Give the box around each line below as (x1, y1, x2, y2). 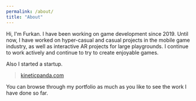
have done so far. (6, 89, 48, 96)
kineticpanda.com (20, 72, 65, 79)
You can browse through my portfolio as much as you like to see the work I (6, 83, 187, 90)
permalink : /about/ (6, 8, 54, 15)
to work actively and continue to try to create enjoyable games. (6, 49, 159, 56)
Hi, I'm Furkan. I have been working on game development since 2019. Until (6, 30, 189, 37)
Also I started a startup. (6, 60, 63, 68)
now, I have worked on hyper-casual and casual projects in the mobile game (6, 36, 190, 43)
